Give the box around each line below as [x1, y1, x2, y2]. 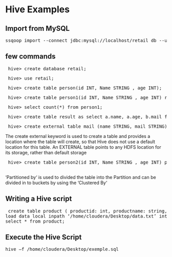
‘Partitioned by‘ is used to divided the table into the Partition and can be [5, 174, 156, 180]
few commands [5, 52, 56, 61]
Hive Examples [5, 4, 70, 15]
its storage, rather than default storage [5, 149, 87, 155]
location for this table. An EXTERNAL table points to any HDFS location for [5, 144, 161, 150]
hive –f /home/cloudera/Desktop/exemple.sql [5, 246, 119, 252]
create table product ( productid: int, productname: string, [8, 208, 167, 214]
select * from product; [5, 218, 65, 224]
